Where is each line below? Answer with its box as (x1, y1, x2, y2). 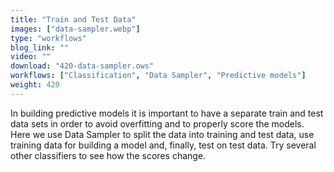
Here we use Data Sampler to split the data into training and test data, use (10, 128, 315, 140)
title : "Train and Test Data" (10, 14, 137, 25)
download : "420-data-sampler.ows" (10, 61, 155, 71)
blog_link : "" (10, 42, 70, 53)
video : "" (10, 52, 52, 62)
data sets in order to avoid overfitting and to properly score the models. (10, 117, 305, 130)
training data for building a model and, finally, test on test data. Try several (10, 139, 317, 151)
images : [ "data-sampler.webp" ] (10, 24, 141, 34)
